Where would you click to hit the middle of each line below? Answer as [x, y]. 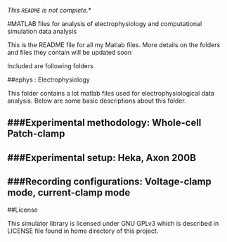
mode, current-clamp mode [69, 193]
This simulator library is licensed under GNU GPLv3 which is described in [113, 223]
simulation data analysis [42, 31]
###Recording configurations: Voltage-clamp [110, 182]
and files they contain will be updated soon [70, 52]
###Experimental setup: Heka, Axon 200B [102, 158]
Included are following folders [50, 66]
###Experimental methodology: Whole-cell [104, 123]
